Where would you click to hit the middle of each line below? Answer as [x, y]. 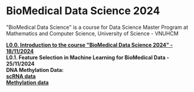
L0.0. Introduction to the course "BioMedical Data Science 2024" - [89, 45]
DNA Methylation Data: [35, 70]
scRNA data [21, 76]
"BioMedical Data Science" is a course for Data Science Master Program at [97, 27]
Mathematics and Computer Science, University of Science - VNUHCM [92, 33]
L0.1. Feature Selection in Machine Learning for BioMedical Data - [88, 57]
